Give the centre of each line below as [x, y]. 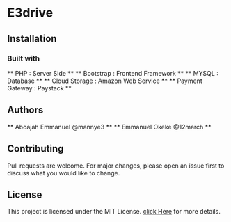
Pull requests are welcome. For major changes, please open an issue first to [116, 166]
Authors [25, 110]
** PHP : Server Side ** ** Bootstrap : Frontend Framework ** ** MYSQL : [113, 73]
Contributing [35, 149]
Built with [24, 58]
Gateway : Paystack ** [39, 88]
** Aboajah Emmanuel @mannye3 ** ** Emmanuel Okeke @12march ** [109, 127]
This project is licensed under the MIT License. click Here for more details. [114, 212]
